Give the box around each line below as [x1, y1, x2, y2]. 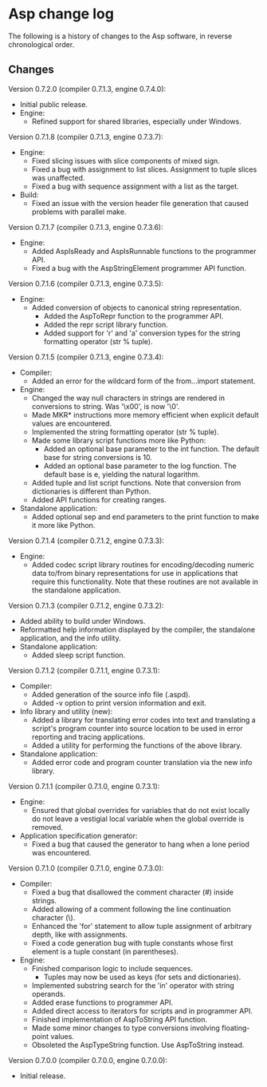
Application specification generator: [19, 831, 138, 840]
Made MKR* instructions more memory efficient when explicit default [31, 410, 259, 419]
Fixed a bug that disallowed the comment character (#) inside [31, 887, 234, 897]
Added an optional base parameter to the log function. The [43, 461, 237, 470]
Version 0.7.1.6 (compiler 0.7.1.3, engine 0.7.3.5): [8, 279, 163, 288]
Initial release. [19, 1071, 66, 1081]
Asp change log [8, 5, 114, 23]
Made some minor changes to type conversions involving [31, 1023, 221, 1033]
